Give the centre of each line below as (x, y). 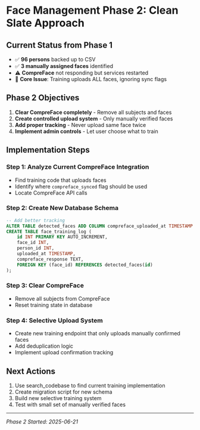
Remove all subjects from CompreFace (62, 298)
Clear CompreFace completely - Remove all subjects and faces (93, 112)
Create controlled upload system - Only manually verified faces (94, 118)
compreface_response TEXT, (50, 259)
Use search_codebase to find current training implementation (90, 385)
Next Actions (31, 371)
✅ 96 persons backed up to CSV (55, 59)
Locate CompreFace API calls (51, 193)
